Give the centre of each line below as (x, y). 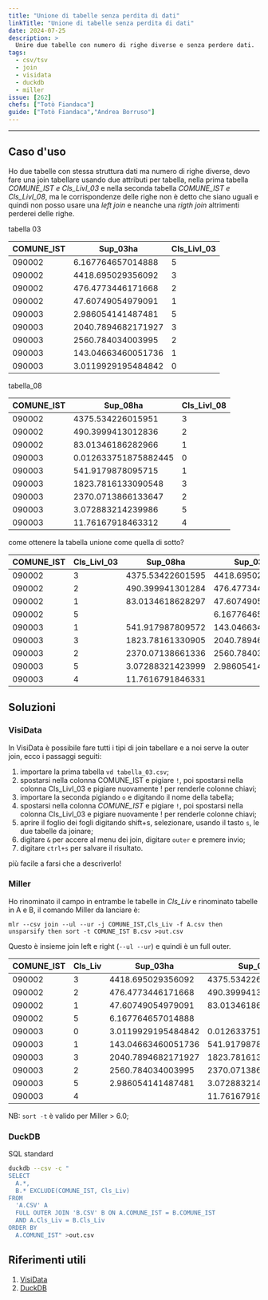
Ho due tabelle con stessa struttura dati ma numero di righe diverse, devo (129, 171)
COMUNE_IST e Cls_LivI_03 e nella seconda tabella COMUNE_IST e (119, 188)
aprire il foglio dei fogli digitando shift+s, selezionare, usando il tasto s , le (140, 822)
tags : (17, 53)
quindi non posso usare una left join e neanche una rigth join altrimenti (124, 205)
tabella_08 (25, 385)
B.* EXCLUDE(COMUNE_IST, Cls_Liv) (73, 1191)
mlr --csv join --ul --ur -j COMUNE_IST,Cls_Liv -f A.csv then (116, 924)
